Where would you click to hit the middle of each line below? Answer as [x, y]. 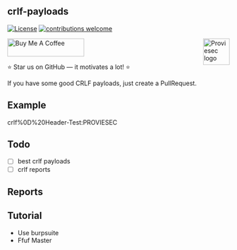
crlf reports [34, 169]
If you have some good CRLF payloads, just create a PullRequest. [102, 83]
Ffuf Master [35, 240]
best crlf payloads [44, 161]
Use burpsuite [38, 232]
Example [27, 105]
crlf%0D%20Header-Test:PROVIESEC [62, 122]
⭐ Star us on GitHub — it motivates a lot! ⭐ [69, 67]
